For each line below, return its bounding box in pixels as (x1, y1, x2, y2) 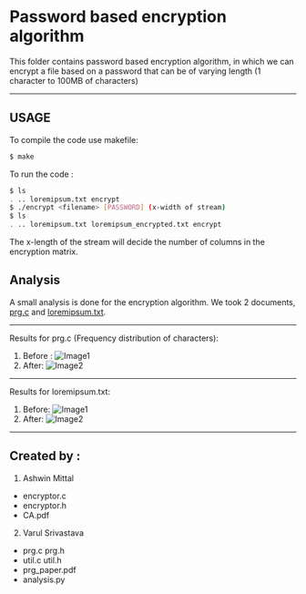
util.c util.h (22, 554, 62, 566)
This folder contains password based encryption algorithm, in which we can (9, 56, 294, 67)
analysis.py (22, 574, 66, 585)
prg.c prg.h (22, 545, 66, 556)
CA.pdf (22, 509, 50, 520)
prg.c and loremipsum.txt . (9, 306, 107, 317)
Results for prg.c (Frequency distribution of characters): (9, 333, 219, 343)
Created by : (9, 448, 81, 464)
